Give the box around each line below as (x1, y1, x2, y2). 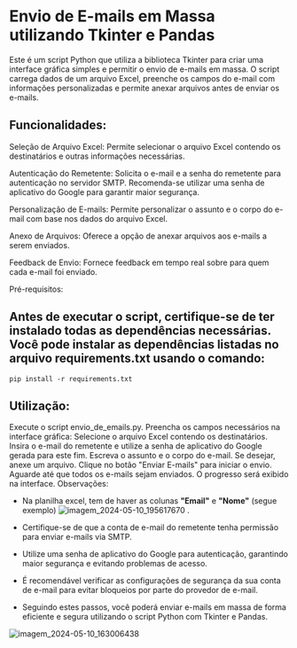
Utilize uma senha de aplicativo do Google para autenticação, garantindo (21, 549, 288, 559)
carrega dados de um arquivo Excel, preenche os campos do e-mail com (9, 73, 276, 83)
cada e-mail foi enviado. (9, 266, 98, 277)
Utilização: (9, 398, 70, 413)
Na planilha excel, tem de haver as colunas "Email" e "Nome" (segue (21, 496, 277, 506)
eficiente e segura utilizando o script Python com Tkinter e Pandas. (21, 612, 269, 622)
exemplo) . (21, 505, 191, 516)
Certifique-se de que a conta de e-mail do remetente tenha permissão (21, 522, 279, 533)
